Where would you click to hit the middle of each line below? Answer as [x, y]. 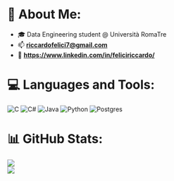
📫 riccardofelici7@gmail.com [62, 44]
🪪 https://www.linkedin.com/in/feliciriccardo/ [86, 55]
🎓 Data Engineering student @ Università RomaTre [92, 34]
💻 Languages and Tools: [81, 85]
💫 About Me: [44, 14]
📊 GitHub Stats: [55, 139]
